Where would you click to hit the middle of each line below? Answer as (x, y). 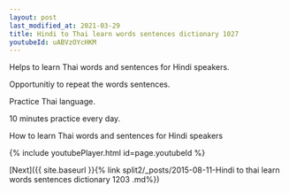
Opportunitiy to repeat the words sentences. (90, 84)
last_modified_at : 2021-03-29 (65, 26)
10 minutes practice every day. (65, 119)
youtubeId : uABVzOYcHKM (53, 42)
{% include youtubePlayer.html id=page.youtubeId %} (107, 153)
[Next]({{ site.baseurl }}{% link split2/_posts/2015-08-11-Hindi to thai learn (144, 170)
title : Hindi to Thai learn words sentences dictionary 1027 (124, 34)
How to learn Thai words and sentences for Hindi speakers (116, 136)
